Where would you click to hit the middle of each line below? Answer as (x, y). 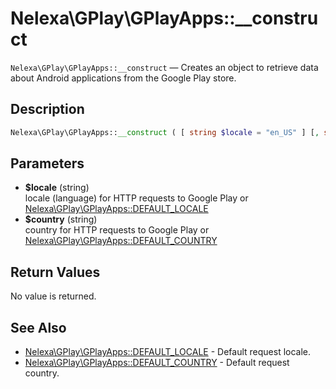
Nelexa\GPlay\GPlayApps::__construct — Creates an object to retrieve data (164, 67)
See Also (38, 327)
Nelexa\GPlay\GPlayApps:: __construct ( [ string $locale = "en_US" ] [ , (165, 132)
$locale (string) (57, 188)
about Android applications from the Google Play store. (123, 78)
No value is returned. (53, 296)
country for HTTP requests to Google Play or (117, 230)
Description (47, 109)
